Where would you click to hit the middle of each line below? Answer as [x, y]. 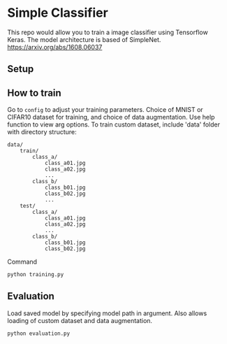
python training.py [36, 275]
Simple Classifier [58, 13]
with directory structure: [42, 132]
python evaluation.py [39, 334]
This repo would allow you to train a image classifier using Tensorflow [108, 32]
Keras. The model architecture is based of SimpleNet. [84, 39]
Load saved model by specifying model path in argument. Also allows [107, 313]
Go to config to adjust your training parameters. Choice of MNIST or [105, 110]
